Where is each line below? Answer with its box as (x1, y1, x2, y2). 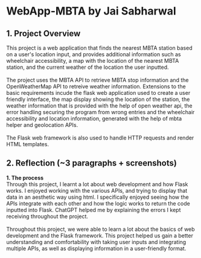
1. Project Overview (6, 28, 81, 39)
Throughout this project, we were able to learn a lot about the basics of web (6, 225, 195, 233)
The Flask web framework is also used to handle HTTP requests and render (6, 134, 194, 141)
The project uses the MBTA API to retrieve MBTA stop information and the (6, 77, 189, 83)
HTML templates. (6, 141, 49, 147)
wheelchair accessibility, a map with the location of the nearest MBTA (6, 57, 179, 64)
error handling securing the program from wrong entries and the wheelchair (6, 109, 195, 115)
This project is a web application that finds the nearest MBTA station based (6, 44, 193, 51)
